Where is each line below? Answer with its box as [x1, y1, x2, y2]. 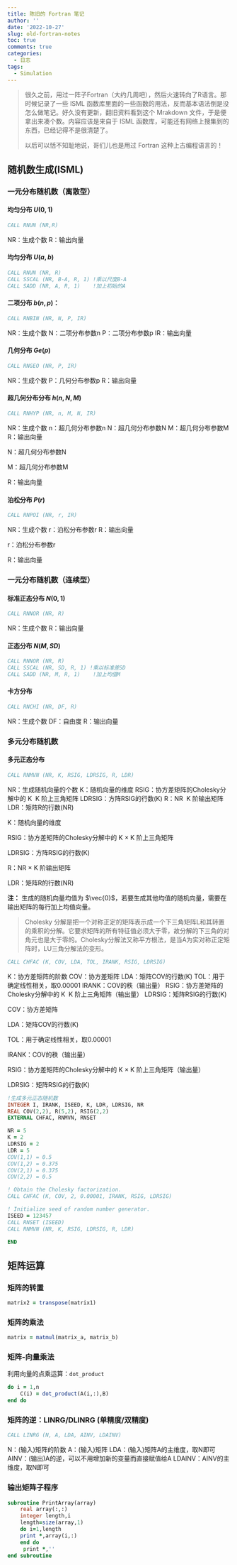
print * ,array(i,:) [20, 1532, 78, 1539]
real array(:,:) [20, 1506, 69, 1513]
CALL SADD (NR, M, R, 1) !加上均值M [7, 670, 121, 678]
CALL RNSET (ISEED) [7, 1218, 65, 1226]
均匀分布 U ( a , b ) [7, 253, 54, 261]
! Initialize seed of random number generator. [7, 1206, 151, 1213]
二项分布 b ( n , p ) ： [7, 299, 60, 307]
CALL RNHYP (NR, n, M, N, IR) [7, 410, 97, 418]
